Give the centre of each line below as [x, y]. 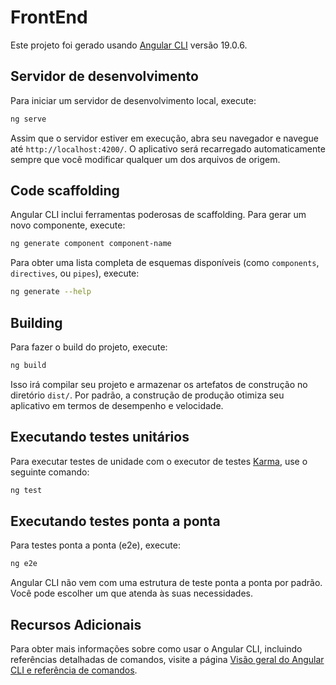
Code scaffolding [65, 191]
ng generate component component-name [91, 244]
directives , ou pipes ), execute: [75, 273]
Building [36, 322]
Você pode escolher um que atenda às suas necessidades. [132, 593]
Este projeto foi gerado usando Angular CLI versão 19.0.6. [129, 45]
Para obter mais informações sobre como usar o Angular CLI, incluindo [156, 649]
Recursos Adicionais [76, 624]
